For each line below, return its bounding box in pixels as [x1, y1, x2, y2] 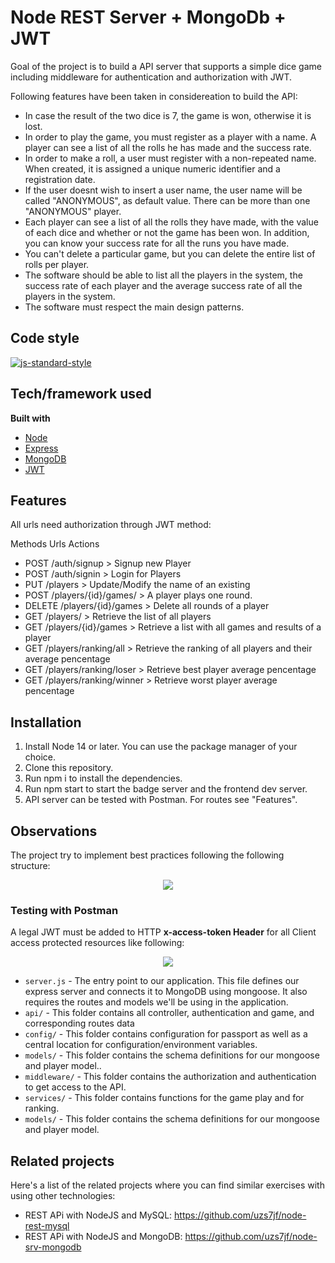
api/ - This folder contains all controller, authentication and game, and [24, 1007, 315, 1019]
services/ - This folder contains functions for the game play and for [24, 1092, 305, 1104]
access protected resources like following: [10, 937, 185, 949]
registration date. [24, 173, 96, 185]
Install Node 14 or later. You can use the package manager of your [24, 741, 298, 753]
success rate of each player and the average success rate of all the [24, 279, 303, 291]
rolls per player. [24, 258, 90, 270]
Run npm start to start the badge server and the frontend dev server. [24, 783, 308, 795]
